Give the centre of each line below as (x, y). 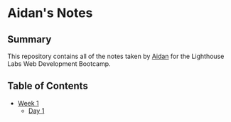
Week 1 (28, 103)
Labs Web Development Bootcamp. (59, 64)
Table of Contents (48, 86)
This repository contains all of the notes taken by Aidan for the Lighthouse (116, 56)
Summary (29, 39)
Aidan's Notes (50, 13)
